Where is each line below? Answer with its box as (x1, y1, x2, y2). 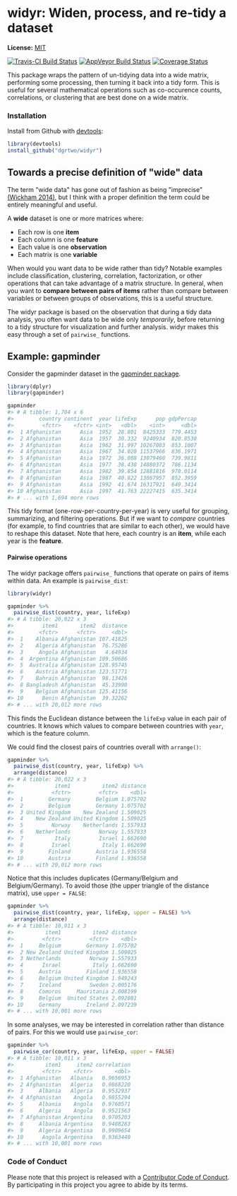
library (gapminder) (7, 390, 65, 397)
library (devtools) (7, 140, 61, 148)
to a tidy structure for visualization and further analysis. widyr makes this (7, 323, 219, 331)
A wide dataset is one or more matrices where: (7, 214, 144, 222)
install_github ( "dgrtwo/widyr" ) (7, 147, 102, 155)
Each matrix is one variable (17, 250, 97, 258)
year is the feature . (7, 537, 63, 545)
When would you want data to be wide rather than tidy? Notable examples (7, 263, 222, 273)
